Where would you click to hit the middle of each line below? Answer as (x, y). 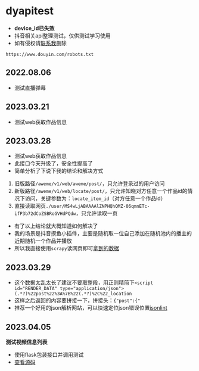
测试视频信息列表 (27, 342)
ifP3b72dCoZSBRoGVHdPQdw (45, 214)
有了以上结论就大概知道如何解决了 (56, 226)
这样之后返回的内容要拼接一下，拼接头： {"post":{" (77, 300)
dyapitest (30, 11)
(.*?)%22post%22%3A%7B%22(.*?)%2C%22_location (73, 294)
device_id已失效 (34, 28)
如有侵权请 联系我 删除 (40, 43)
